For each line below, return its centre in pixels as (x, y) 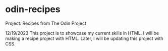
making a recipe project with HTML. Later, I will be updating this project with (84, 38)
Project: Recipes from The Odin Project (46, 23)
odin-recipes (33, 9)
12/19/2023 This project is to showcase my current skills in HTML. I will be (82, 33)
